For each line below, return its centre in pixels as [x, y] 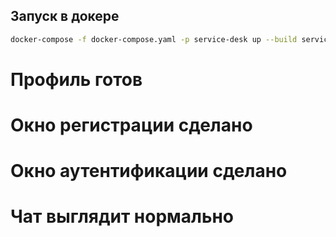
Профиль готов [76, 79]
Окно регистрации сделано [131, 125]
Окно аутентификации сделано [149, 171]
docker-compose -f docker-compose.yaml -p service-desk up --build [154, 39]
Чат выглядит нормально [122, 216]
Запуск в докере [65, 16]
